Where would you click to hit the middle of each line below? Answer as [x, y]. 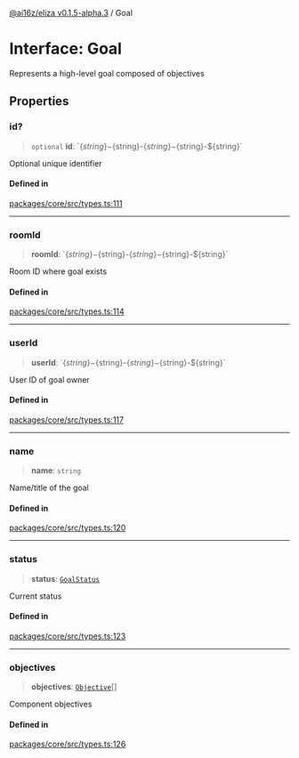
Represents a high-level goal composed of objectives [107, 73]
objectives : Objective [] [74, 687]
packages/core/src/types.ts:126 [68, 744]
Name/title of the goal [49, 488]
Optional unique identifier [56, 163]
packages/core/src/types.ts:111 [66, 203]
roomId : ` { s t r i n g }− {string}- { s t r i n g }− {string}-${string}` [129, 254]
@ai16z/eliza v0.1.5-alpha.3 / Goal [71, 13]
